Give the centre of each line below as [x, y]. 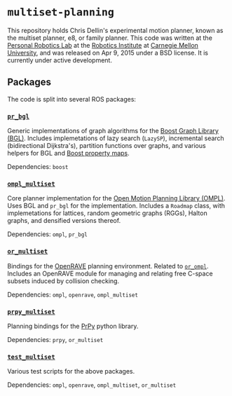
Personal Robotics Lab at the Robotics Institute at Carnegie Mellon [103, 45]
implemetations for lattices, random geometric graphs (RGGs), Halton [108, 213]
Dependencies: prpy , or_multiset [55, 339]
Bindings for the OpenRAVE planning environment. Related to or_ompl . [108, 266]
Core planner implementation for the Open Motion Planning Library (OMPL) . [116, 198]
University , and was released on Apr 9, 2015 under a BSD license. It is [108, 53]
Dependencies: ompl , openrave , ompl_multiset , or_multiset [92, 385]
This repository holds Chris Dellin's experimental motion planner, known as [115, 30]
